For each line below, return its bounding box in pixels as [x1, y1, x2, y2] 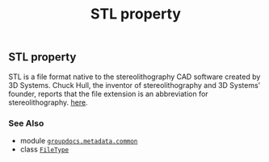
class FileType [19, 144, 69, 154]
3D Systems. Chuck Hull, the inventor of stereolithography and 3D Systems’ [8, 80, 261, 89]
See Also [8, 118, 44, 129]
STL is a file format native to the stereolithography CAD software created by [8, 72, 261, 81]
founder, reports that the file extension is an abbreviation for [8, 89, 208, 98]
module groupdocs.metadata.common [19, 135, 138, 145]
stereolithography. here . [8, 98, 88, 107]
